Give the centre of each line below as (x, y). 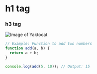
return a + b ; (24, 53)
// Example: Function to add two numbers (49, 44)
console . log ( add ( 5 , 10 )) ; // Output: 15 (48, 66)
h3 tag (13, 24)
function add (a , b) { (28, 48)
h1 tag (18, 9)
